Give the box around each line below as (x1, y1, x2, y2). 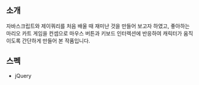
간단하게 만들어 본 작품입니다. (21, 37, 90, 44)
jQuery (14, 72, 31, 79)
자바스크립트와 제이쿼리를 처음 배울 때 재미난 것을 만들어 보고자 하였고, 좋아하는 (6, 22, 190, 30)
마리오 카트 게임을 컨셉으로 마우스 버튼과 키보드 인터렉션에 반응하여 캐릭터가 (6, 30, 182, 37)
